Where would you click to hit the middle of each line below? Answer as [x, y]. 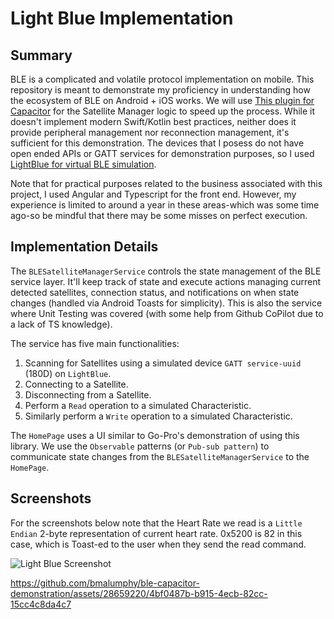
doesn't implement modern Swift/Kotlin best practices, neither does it [153, 121]
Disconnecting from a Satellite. [88, 394]
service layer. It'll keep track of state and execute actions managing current [165, 281]
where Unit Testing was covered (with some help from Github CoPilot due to [167, 313]
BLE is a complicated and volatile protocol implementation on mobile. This [162, 79]
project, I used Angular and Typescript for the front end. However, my [153, 194]
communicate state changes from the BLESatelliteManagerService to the [160, 456]
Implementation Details [84, 247]
